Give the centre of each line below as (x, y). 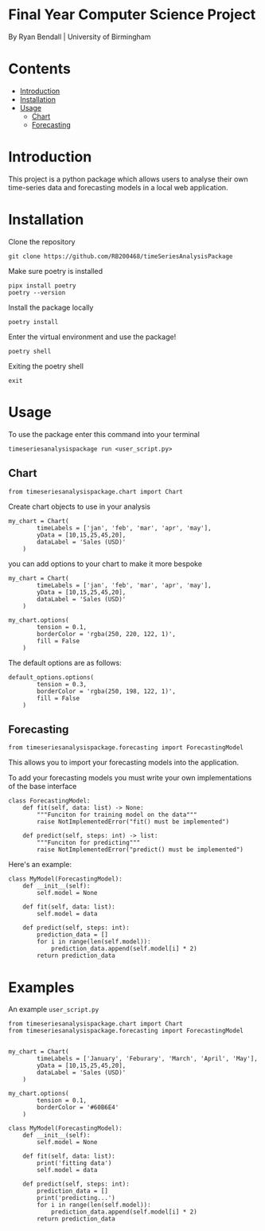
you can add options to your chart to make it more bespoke (105, 564)
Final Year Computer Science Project (132, 15)
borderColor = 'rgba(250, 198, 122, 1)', (107, 691)
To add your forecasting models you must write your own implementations (130, 778)
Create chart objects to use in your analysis (80, 506)
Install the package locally (51, 307)
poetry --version (37, 292)
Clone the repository (42, 241)
